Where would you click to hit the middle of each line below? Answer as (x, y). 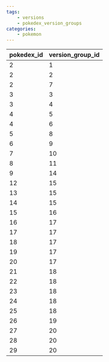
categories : (21, 29)
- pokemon (30, 35)
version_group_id (74, 55)
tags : (13, 12)
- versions (31, 18)
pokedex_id (26, 55)
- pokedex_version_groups (50, 23)
